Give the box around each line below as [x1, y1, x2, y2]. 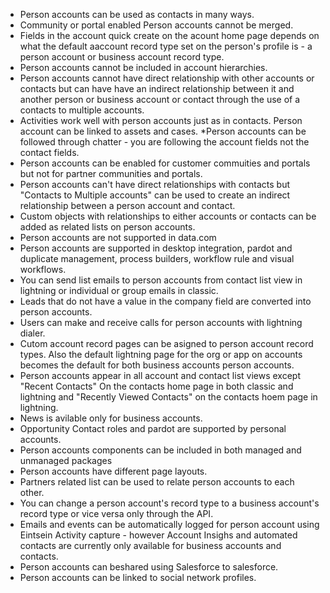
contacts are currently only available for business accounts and [19, 540, 282, 551]
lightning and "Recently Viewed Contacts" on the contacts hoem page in [19, 391, 318, 403]
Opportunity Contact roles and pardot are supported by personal [19, 423, 287, 434]
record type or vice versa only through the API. [19, 508, 214, 519]
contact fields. [19, 147, 80, 158]
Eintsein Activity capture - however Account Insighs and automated [19, 529, 298, 541]
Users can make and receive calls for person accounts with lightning [19, 317, 303, 328]
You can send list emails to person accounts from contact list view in [19, 274, 303, 286]
